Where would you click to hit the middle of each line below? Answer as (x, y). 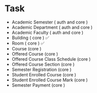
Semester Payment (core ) (38, 85)
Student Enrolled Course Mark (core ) (50, 80)
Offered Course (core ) (35, 54)
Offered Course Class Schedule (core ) (51, 59)
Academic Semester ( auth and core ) (50, 22)
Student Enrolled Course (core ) (44, 74)
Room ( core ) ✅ (28, 43)
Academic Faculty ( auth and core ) (48, 32)
